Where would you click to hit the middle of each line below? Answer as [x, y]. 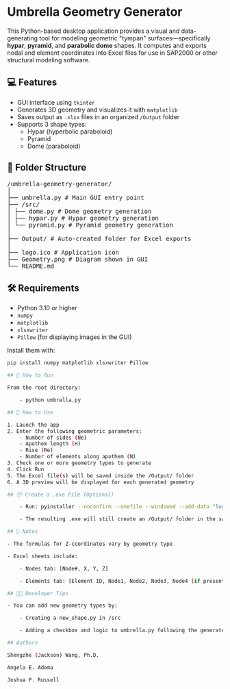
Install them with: [31, 351]
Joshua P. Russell [33, 680]
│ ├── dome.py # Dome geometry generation [79, 211]
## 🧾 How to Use [30, 412]
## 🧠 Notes [23, 531]
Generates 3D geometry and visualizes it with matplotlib [97, 110]
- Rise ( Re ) [36, 450]
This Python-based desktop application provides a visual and [93, 31]
